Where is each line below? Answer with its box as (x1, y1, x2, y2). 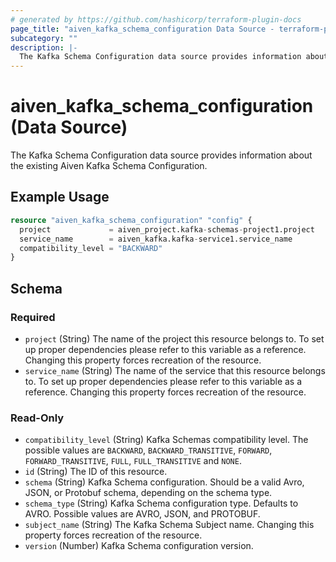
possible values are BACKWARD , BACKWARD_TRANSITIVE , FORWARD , (24, 444, 273, 456)
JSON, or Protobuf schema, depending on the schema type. (24, 487, 273, 499)
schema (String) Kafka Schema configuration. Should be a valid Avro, (24, 476, 305, 488)
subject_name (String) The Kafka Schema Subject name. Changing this (24, 519, 315, 531)
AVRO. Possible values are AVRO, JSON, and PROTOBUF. (24, 508, 261, 520)
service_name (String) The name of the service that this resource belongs (24, 364, 326, 376)
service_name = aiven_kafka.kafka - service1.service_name (19, 234, 293, 244)
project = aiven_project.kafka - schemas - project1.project (19, 224, 315, 235)
